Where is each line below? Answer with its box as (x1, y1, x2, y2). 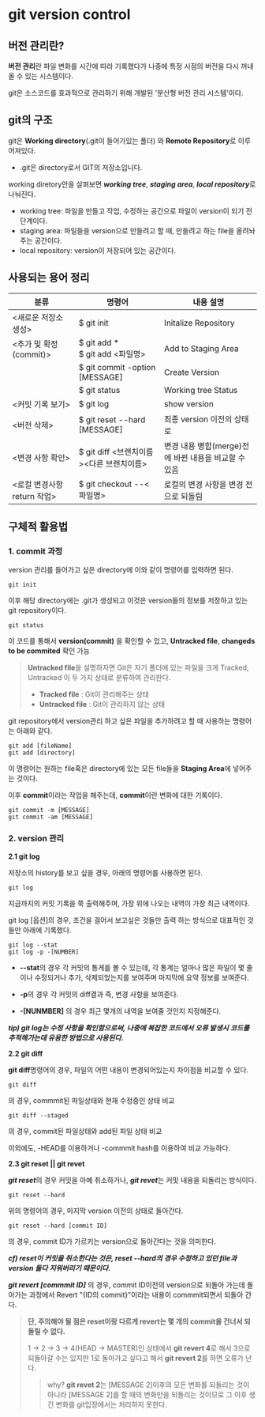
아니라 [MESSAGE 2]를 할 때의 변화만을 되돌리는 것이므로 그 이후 (47, 1389, 248, 1399)
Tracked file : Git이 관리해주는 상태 (39, 690, 150, 699)
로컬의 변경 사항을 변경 (164, 478, 244, 489)
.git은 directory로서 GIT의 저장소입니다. (19, 162, 143, 172)
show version (164, 398, 215, 409)
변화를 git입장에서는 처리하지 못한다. (55, 1400, 168, 1409)
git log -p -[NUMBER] (8, 947, 80, 956)
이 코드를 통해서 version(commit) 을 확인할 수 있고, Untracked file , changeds (8, 637, 256, 646)
